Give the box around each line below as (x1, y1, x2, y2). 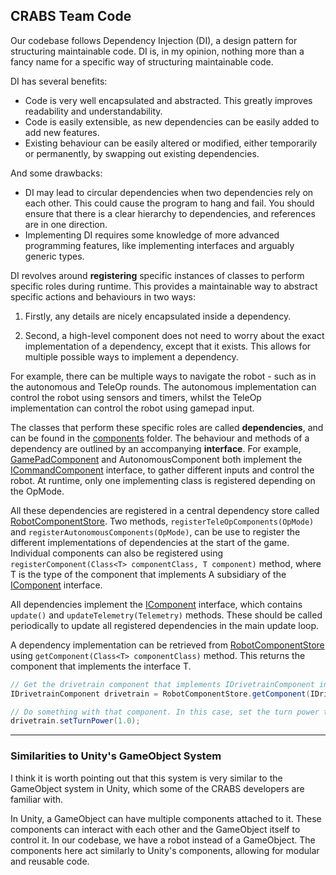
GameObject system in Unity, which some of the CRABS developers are (10, 782, 305, 794)
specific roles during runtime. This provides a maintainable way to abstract (10, 280, 318, 292)
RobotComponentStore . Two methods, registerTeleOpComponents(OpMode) (10, 515, 315, 527)
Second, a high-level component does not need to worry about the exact (24, 329, 325, 341)
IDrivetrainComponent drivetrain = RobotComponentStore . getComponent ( (10, 689, 311, 699)
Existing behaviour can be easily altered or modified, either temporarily (24, 137, 318, 149)
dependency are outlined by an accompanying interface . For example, (10, 442, 302, 454)
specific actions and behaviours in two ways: (10, 290, 197, 303)
